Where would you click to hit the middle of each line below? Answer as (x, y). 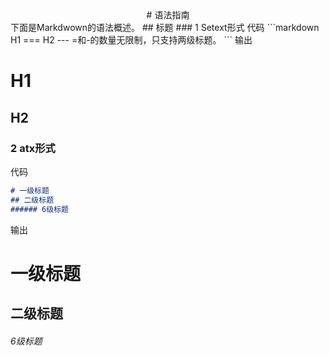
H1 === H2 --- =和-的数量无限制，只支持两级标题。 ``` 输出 (131, 40)
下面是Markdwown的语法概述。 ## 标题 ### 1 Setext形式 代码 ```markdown (165, 27)
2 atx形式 (33, 148)
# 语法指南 (168, 15)
